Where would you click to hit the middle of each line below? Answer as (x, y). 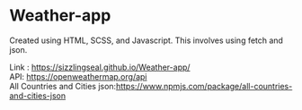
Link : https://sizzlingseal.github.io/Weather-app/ (100, 67)
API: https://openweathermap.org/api (78, 76)
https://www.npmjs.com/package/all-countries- (204, 86)
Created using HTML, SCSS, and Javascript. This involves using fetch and (146, 40)
